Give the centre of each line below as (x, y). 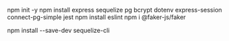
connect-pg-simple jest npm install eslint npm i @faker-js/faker (97, 17)
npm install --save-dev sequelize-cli (58, 30)
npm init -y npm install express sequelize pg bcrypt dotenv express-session (115, 10)
